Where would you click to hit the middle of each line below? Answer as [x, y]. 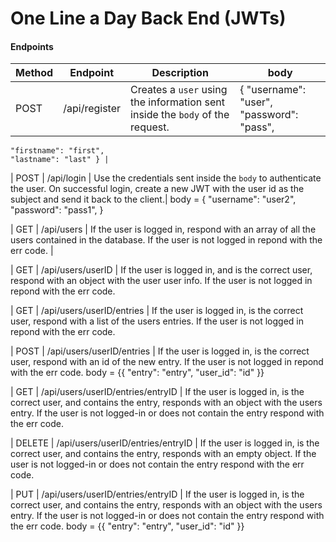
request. [150, 127]
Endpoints [32, 46]
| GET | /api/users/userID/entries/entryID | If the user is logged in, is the [157, 392]
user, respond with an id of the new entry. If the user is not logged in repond [167, 362]
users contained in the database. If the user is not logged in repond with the [166, 240]
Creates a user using [179, 90]
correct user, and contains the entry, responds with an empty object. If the [163, 454]
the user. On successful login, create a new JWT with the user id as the [157, 189]
